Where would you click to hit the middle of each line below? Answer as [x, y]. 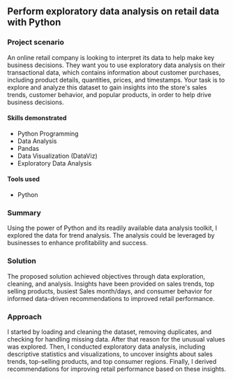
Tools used [24, 179]
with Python [34, 23]
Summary [24, 213]
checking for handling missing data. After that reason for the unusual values [116, 339]
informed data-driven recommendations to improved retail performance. [111, 298]
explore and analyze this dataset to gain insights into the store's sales [107, 87]
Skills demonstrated [37, 118]
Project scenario [36, 43]
